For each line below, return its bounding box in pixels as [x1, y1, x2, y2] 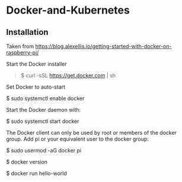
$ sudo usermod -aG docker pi [6, 147, 82, 154]
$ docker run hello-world [6, 170, 67, 177]
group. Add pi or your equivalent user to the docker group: [6, 135, 149, 142]
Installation [6, 27, 49, 37]
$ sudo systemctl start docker [6, 118, 79, 125]
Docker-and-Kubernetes [6, 4, 130, 17]
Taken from [6, 43, 34, 50]
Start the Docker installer [6, 60, 67, 67]
